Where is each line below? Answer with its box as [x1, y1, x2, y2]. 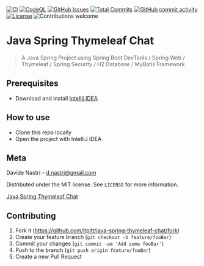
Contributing [6, 210, 56, 221]
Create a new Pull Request [15, 253, 82, 260]
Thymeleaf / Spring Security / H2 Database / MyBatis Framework [21, 60, 185, 67]
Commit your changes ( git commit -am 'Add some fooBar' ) [15, 240, 164, 248]
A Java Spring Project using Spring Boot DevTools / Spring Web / [21, 54, 185, 61]
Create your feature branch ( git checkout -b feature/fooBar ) [15, 234, 172, 241]
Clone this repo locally [15, 129, 72, 136]
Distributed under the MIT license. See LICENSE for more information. [6, 181, 179, 188]
